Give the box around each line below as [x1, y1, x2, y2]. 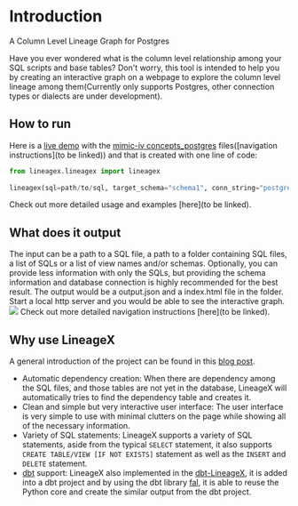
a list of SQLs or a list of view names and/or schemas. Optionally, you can [9, 258, 278, 269]
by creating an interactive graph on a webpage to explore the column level [9, 71, 281, 82]
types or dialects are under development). [9, 91, 163, 101]
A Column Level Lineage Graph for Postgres [9, 36, 170, 46]
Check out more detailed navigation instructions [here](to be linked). [20, 307, 271, 317]
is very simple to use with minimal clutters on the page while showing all [21, 411, 286, 422]
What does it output [9, 225, 122, 240]
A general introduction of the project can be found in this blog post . [9, 356, 255, 366]
